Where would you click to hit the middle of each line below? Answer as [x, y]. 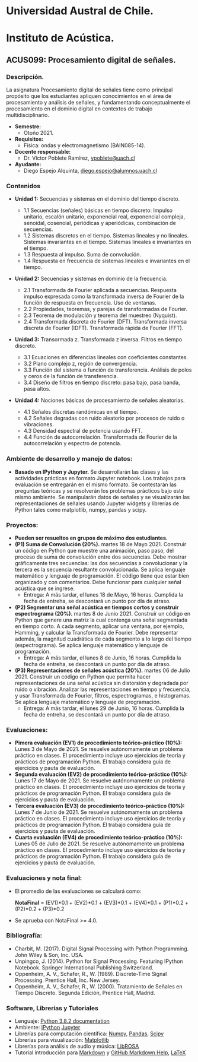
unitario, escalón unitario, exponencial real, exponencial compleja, [104, 217]
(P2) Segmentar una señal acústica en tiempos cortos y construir [97, 607]
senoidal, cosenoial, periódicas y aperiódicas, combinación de [100, 223]
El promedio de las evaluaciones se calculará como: [78, 891]
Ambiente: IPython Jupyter [47, 1028]
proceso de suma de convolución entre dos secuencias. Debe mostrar [100, 557]
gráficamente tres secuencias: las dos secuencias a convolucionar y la [101, 563]
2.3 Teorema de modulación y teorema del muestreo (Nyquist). [100, 315]
